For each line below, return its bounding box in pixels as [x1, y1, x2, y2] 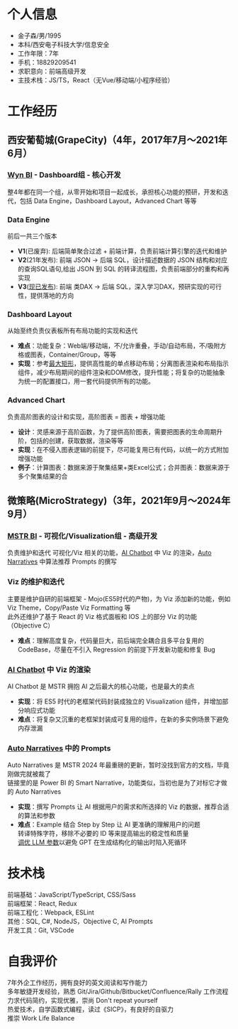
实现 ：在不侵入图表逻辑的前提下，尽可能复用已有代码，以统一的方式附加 [17, 445, 229, 453]
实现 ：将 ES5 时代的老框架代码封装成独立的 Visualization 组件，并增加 [17, 697, 222, 706]
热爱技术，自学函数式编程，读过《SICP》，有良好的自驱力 [7, 1005, 174, 1013]
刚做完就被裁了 [7, 770, 51, 778]
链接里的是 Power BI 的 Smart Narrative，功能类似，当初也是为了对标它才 [7, 779, 222, 787]
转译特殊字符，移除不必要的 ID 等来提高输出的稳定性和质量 [17, 829, 189, 838]
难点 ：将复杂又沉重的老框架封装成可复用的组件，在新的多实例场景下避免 [17, 715, 229, 723]
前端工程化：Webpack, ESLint [7, 908, 94, 917]
